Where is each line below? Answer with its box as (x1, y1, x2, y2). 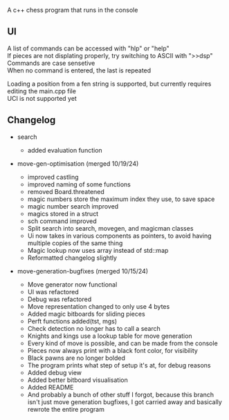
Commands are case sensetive (7, 59, 95, 67)
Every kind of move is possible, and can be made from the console (27, 338, 218, 347)
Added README (27, 383, 74, 391)
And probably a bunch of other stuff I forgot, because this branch (27, 390, 214, 399)
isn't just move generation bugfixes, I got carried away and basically (27, 397, 223, 406)
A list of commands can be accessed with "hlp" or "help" (7, 44, 170, 52)
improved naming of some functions (27, 180, 131, 189)
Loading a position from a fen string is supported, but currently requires (7, 79, 212, 88)
